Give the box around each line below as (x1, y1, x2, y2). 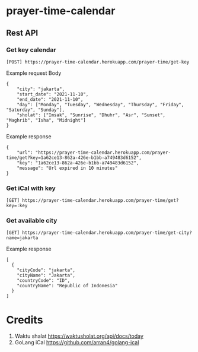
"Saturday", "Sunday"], (6, 107, 65, 113)
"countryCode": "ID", (17, 278, 70, 284)
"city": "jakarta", (17, 86, 65, 92)
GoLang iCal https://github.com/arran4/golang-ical (14, 339, 139, 346)
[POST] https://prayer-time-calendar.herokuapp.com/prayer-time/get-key (6, 59, 190, 65)
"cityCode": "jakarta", (17, 267, 76, 274)
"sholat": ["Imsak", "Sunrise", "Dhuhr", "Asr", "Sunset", (17, 112, 166, 118)
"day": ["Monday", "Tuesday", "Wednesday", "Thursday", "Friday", (17, 102, 184, 107)
